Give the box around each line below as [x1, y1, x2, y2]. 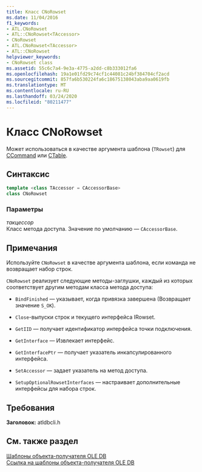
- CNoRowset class [6, 59, 53, 65]
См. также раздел [6, 436, 79, 447]
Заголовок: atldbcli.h [6, 419, 61, 426]
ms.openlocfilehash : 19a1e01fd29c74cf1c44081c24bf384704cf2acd [6, 71, 170, 77]
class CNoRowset [6, 191, 47, 197]
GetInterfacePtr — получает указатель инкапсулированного [15, 349, 172, 356]
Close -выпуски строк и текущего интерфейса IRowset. [15, 313, 156, 321]
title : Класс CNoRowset [6, 8, 67, 15]
